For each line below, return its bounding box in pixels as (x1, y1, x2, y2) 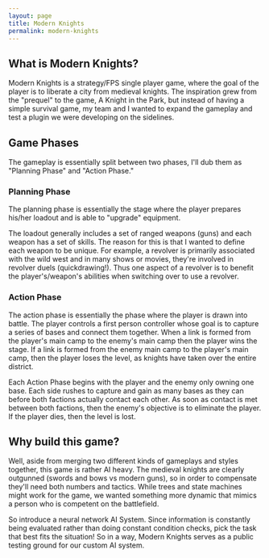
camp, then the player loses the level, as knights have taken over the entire (8, 353, 257, 363)
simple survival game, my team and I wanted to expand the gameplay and (8, 104, 253, 114)
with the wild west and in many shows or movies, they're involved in (8, 254, 234, 264)
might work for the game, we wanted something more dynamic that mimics (8, 490, 258, 501)
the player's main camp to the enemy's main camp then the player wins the (8, 336, 258, 346)
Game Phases (8, 136, 79, 149)
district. (8, 361, 34, 371)
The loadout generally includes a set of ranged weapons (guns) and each (8, 229, 252, 238)
